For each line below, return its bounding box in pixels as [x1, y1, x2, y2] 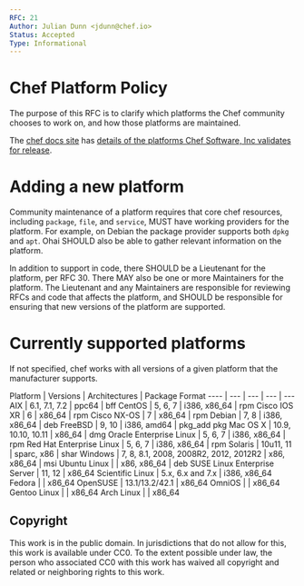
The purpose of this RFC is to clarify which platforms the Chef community [9, 108, 286, 119]
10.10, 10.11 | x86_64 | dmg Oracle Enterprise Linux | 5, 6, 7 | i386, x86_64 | [9, 429, 286, 441]
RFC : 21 [9, 13, 39, 23]
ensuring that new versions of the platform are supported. [9, 302, 226, 313]
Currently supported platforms [9, 333, 247, 354]
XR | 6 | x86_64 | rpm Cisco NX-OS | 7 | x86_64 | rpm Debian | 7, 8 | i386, [9, 410, 283, 421]
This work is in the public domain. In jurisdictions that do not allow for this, [9, 537, 288, 548]
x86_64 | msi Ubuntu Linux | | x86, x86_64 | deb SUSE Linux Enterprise [9, 458, 275, 469]
